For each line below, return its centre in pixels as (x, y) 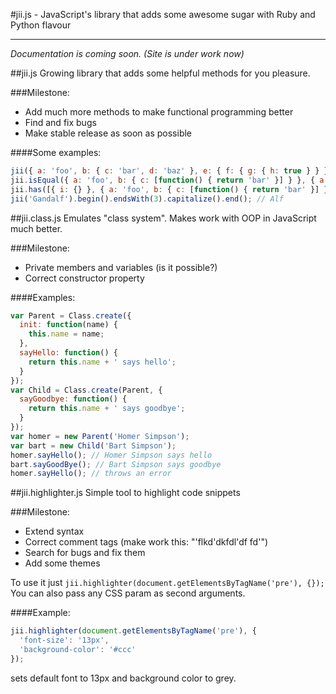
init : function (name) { (68, 325)
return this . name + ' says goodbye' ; (107, 409)
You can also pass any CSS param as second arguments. (128, 593)
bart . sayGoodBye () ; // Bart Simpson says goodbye (116, 464)
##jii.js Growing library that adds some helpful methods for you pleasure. (160, 73)
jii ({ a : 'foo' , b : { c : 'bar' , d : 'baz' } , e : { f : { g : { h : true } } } (169, 171)
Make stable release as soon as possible (108, 133)
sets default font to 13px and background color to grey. (123, 678)
